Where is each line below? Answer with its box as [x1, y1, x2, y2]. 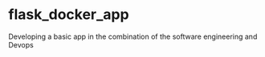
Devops [8, 40, 34, 49]
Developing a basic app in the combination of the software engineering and [8, 32, 258, 41]
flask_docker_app [8, 6, 130, 24]
